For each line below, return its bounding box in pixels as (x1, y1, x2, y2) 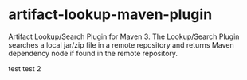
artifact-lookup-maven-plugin (8, 6, 213, 24)
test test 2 (8, 63, 41, 73)
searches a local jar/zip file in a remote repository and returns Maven (8, 40, 235, 49)
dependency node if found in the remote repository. (8, 48, 178, 58)
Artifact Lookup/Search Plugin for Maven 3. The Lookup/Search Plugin (8, 32, 240, 41)
